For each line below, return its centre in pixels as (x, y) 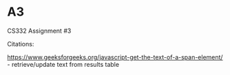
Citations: (21, 44)
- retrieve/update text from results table (63, 64)
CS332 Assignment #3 (39, 31)
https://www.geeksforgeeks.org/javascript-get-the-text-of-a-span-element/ (115, 57)
